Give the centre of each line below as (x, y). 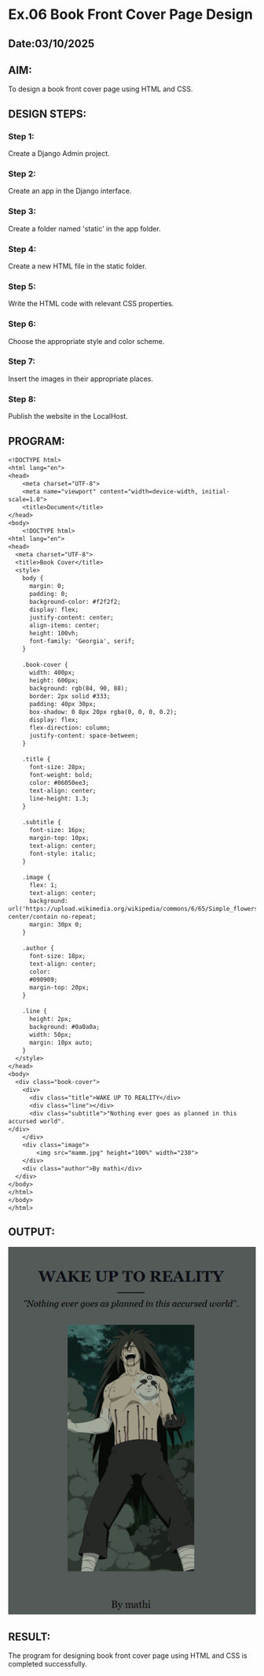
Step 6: (22, 324)
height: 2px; (50, 1019)
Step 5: (22, 287)
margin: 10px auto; (60, 1042)
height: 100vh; (54, 633)
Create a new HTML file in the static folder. (77, 266)
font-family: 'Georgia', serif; (82, 641)
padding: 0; (48, 594)
